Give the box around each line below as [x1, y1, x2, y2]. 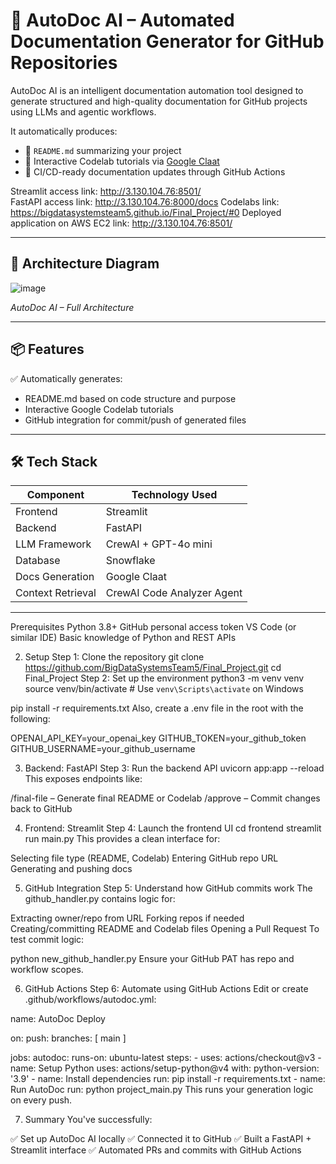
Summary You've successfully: [24, 1114, 153, 1126]
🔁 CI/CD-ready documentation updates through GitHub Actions [24, 165, 286, 178]
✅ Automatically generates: [10, 372, 123, 384]
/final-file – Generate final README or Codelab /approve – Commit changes [10, 792, 321, 804]
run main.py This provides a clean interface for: [24, 833, 221, 845]
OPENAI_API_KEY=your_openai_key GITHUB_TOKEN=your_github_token [10, 732, 307, 744]
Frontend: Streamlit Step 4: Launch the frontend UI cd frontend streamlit [24, 822, 322, 834]
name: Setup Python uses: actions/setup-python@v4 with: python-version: [10, 1062, 320, 1074]
